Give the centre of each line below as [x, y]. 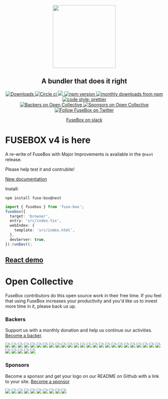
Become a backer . [24, 336]
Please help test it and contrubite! [40, 169]
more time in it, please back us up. [41, 306]
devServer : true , [28, 239]
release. [14, 159]
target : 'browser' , [30, 216]
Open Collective [39, 282]
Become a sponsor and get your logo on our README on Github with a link [82, 376]
